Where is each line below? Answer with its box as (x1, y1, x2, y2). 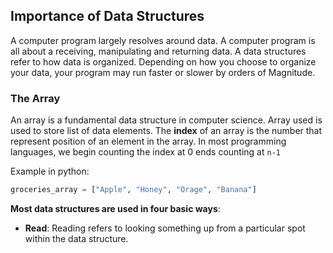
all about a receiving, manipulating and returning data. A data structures (10, 45, 307, 57)
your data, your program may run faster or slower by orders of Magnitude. (10, 66, 316, 78)
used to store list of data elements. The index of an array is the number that (10, 125, 323, 137)
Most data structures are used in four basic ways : (10, 202, 221, 214)
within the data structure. (24, 232, 129, 244)
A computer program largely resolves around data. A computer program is (10, 34, 316, 46)
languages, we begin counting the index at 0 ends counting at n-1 (10, 146, 281, 158)
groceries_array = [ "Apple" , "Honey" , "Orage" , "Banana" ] (10, 185, 257, 195)
